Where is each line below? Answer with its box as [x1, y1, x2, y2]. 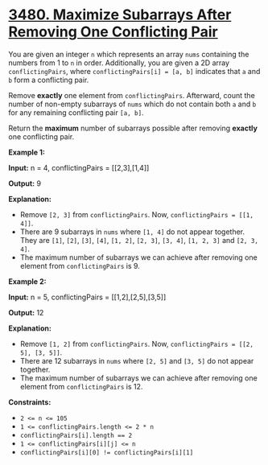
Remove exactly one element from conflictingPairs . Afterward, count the [8, 90, 255, 100]
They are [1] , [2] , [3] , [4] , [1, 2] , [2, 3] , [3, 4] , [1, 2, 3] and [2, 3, [19, 235, 259, 245]
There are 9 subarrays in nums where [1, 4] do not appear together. [19, 227, 245, 237]
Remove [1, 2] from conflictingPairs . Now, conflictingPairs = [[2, [19, 339, 254, 348]
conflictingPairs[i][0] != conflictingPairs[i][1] [19, 448, 194, 456]
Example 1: [8, 147, 46, 157]
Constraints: [8, 397, 52, 407]
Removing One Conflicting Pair [8, 23, 219, 41]
